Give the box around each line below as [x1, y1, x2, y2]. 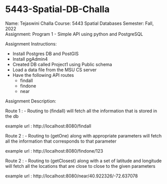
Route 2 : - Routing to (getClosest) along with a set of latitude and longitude [5, 158, 162, 164]
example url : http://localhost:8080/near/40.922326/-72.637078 [5, 173, 138, 179]
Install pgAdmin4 [12, 56, 48, 62]
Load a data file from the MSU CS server [12, 67, 97, 73]
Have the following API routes [12, 72, 74, 78]
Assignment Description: [5, 98, 56, 104]
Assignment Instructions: [5, 40, 57, 47]
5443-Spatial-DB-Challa [5, 4, 110, 15]
